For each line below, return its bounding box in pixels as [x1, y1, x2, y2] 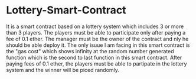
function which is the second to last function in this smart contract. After [6, 54, 182, 61]
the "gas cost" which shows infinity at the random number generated [6, 47, 174, 54]
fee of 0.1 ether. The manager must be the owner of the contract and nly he [6, 35, 189, 42]
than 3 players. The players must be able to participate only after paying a [6, 29, 186, 36]
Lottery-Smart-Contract [6, 4, 126, 17]
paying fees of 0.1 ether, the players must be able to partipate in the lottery [6, 60, 187, 67]
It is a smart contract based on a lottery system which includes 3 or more [6, 23, 184, 30]
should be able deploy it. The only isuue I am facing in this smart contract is [6, 42, 190, 49]
